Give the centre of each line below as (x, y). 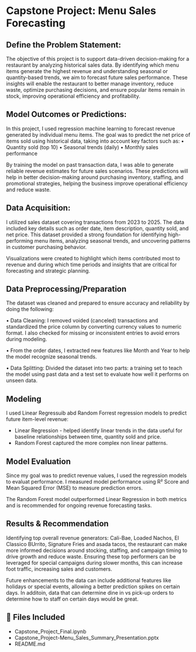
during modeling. (27, 339)
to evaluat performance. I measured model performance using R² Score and (97, 482)
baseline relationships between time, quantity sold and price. (88, 437)
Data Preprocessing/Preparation (66, 289)
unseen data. (22, 381)
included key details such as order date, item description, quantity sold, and (97, 228)
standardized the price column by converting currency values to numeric (94, 327)
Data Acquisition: (38, 208)
